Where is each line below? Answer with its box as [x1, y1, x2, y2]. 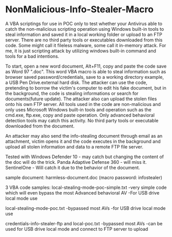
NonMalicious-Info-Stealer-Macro [5, 4, 154, 15]
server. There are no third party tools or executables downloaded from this [5, 37, 163, 43]
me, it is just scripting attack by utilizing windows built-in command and [5, 48, 156, 54]
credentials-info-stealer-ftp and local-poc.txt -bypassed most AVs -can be [5, 220, 163, 226]
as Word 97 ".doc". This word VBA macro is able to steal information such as [5, 68, 166, 75]
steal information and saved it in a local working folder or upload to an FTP [5, 31, 162, 37]
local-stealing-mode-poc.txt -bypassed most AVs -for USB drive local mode [5, 205, 166, 211]
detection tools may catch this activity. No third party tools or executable [5, 117, 159, 123]
